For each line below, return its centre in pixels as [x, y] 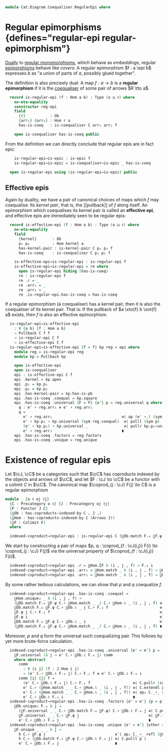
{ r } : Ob [38, 116]
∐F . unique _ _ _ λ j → [38, 729]
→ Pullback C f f [32, 333]
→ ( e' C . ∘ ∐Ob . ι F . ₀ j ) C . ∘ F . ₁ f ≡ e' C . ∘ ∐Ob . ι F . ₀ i [82, 674]
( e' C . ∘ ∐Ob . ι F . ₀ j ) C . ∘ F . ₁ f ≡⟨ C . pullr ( [91, 683]
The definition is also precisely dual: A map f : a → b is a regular [72, 83]
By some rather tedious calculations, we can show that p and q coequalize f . [84, 584]
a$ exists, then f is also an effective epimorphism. [56, 315]
